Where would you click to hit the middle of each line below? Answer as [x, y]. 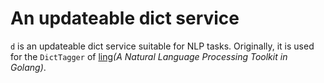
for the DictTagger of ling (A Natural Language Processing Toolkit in [149, 56]
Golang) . [28, 67]
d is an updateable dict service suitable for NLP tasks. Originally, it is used [162, 46]
